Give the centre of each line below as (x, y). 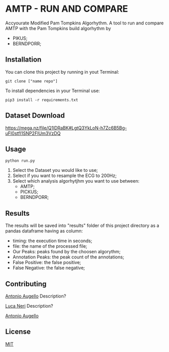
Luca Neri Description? (29, 306)
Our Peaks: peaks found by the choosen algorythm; (66, 252)
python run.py (20, 161)
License (18, 332)
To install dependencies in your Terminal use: (53, 91)
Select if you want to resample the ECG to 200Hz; (64, 175)
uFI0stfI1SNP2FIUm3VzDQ (33, 133)
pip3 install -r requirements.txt (42, 100)
